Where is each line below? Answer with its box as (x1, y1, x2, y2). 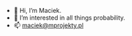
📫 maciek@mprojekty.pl (13, 21, 84, 29)
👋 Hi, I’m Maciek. (13, 7, 62, 14)
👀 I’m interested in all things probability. (13, 14, 126, 22)
